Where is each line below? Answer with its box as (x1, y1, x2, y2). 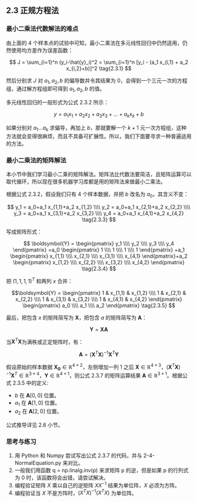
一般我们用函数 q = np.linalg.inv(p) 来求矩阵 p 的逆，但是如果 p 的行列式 (14, 467, 189, 474)
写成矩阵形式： (6, 228, 42, 235)
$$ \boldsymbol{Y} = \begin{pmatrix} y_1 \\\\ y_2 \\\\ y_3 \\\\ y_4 (23, 239, 175, 247)
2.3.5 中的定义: (12, 379, 49, 386)
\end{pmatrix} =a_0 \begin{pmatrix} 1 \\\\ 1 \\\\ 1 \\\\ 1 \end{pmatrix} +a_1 (12, 246, 185, 253)
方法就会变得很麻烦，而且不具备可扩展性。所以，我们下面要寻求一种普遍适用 (6, 132, 192, 140)
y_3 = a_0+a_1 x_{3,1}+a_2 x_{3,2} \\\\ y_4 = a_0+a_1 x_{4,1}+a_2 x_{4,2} (14, 209, 184, 216)
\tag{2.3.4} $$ (81, 265, 116, 272)
